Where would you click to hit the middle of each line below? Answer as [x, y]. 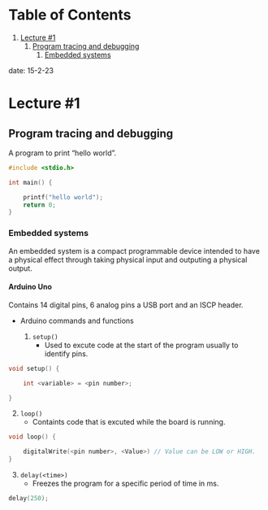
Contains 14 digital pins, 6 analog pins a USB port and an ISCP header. [126, 305]
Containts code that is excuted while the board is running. [129, 422]
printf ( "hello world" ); [63, 197]
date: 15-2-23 [31, 70]
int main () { [30, 182]
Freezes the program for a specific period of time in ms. [125, 484]
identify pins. [66, 353]
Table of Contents [70, 15]
